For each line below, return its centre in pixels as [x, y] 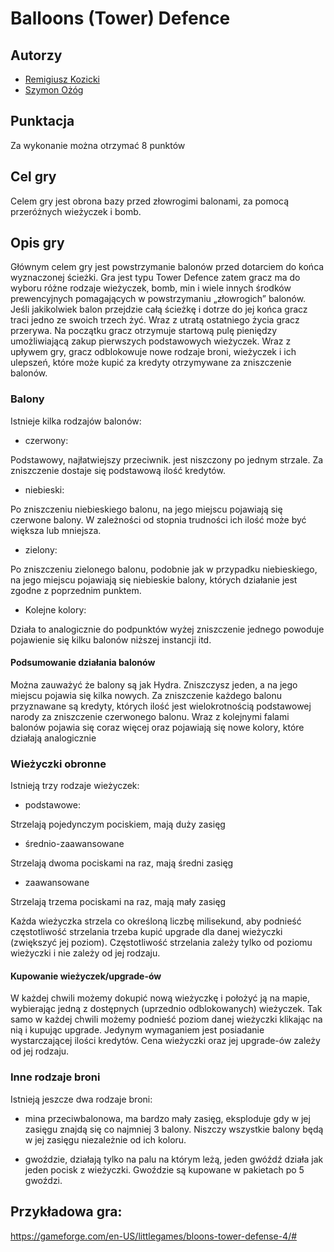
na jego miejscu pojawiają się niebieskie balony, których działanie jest [154, 579]
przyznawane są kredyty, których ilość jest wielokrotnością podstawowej [161, 706]
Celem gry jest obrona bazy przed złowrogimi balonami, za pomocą [150, 201]
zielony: [41, 549]
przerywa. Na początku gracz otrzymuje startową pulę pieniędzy [144, 331]
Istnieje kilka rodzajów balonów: [76, 421]
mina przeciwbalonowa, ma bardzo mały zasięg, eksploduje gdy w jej [167, 1118]
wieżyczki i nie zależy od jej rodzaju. [85, 953]
